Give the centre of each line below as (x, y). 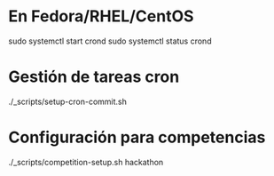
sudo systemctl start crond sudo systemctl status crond (110, 41)
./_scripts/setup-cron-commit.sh (68, 101)
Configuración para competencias (137, 137)
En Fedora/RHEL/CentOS (101, 16)
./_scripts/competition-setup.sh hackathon (86, 162)
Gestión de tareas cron (94, 77)
